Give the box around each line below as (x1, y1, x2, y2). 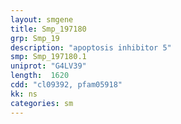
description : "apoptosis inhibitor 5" (10, 42, 172, 53)
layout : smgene (10, 14, 74, 25)
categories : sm (10, 98, 74, 108)
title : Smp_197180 (10, 24, 87, 34)
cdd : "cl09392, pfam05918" (10, 80, 123, 90)
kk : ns (10, 89, 38, 99)
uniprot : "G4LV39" (10, 61, 87, 71)
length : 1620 (10, 71, 70, 81)
